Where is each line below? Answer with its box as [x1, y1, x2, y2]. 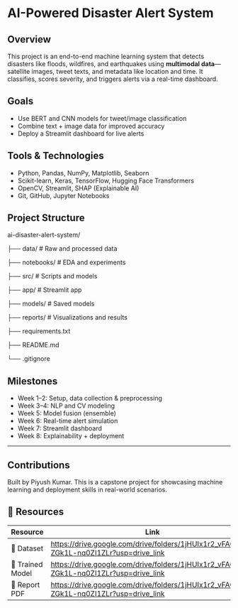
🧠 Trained [11, 559, 43, 569]
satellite [7, 67, 30, 75]
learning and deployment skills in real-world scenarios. [7, 485, 168, 494]
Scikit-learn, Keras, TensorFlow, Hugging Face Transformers [17, 176, 195, 185]
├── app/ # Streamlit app [7, 286, 82, 294]
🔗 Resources [7, 506, 64, 518]
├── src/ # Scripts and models [7, 272, 98, 281]
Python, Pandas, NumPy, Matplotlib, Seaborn [17, 168, 149, 177]
